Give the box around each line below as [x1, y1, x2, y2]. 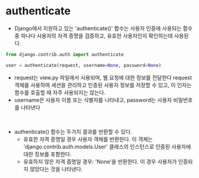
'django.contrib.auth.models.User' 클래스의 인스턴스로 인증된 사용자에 [23, 143, 191, 150]
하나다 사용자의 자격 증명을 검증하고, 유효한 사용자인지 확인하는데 [20, 32, 173, 39]
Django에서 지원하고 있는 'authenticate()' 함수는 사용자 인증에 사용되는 [14, 24, 182, 32]
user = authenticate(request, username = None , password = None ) [5, 62, 162, 68]
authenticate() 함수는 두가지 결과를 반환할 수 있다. [14, 128, 132, 135]
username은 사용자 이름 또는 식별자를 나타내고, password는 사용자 [14, 96, 172, 103]
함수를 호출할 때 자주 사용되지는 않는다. [14, 88, 106, 96]
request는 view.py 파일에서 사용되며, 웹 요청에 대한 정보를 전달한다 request [14, 73, 192, 81]
